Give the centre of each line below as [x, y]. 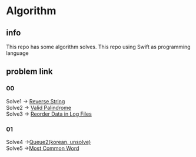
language [17, 53]
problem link [29, 72]
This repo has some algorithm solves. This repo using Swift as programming [98, 47]
